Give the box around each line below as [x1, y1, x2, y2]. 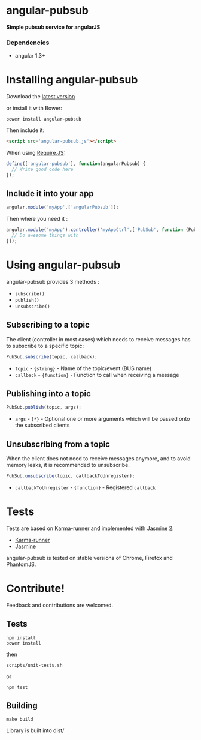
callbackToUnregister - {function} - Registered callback [14, 484, 156, 491]
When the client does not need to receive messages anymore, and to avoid [6, 455, 191, 462]
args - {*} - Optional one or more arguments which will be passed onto [14, 415, 190, 423]
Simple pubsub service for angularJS [6, 23, 100, 31]
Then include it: [6, 127, 45, 134]
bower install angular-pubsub [6, 116, 82, 122]
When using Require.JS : [6, 149, 66, 157]
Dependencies [6, 38, 50, 47]
